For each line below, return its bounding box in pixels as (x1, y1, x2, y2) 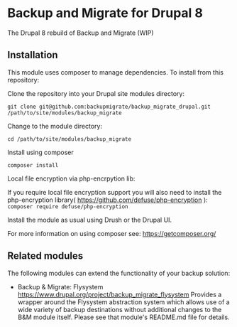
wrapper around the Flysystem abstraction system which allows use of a (17, 297, 230, 306)
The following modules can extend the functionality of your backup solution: (7, 269, 231, 277)
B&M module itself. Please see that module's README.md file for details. (17, 313, 230, 321)
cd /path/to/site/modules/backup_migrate (7, 135, 132, 143)
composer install (7, 161, 59, 168)
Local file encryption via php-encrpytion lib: (7, 174, 136, 183)
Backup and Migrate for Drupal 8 (7, 5, 204, 21)
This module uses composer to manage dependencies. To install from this (7, 68, 224, 76)
